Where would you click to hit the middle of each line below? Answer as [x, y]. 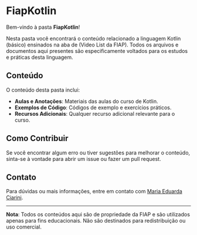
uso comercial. [24, 227]
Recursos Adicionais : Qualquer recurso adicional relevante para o [95, 113]
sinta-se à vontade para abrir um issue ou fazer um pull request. [84, 159]
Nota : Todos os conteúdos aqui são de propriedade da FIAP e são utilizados [98, 214]
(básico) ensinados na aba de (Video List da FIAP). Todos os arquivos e [92, 45]
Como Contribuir [37, 138]
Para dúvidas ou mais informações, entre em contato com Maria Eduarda [94, 192]
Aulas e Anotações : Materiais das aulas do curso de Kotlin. [86, 101]
